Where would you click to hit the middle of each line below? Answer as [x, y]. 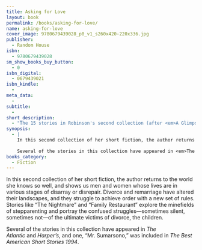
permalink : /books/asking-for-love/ [52, 23]
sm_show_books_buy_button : [40, 62]
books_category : [26, 156]
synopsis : [19, 129]
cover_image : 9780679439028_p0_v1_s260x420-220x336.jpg [78, 34]
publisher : [20, 40]
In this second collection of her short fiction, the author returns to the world [100, 179]
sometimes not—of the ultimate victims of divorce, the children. [85, 218]
